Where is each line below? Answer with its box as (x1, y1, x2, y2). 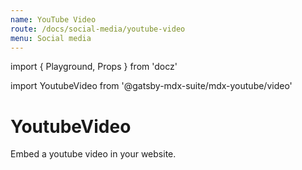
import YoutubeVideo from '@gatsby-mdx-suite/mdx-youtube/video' (10, 80, 293, 92)
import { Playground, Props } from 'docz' (10, 61, 178, 73)
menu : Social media (10, 33, 92, 43)
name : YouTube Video (10, 14, 97, 25)
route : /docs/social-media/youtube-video (10, 24, 186, 34)
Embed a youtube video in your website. (10, 148, 177, 160)
